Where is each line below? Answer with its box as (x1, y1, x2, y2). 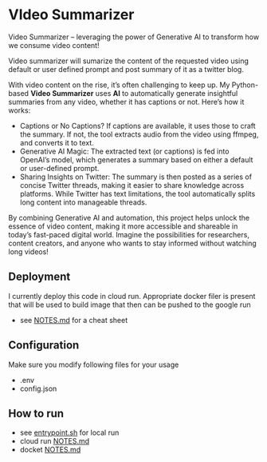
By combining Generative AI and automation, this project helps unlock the (8, 213, 249, 222)
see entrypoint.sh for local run (19, 428, 120, 437)
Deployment (8, 270, 71, 284)
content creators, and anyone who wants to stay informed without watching (8, 238, 257, 248)
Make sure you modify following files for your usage (8, 360, 179, 369)
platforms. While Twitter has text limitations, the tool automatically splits (19, 189, 256, 198)
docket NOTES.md (19, 445, 81, 455)
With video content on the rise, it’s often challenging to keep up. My (8, 80, 230, 90)
